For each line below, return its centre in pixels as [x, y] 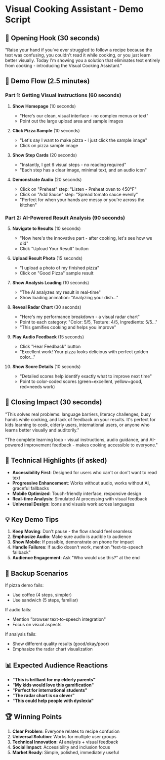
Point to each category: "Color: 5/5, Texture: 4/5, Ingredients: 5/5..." [89, 322]
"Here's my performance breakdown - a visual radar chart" [80, 317]
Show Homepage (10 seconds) [44, 106]
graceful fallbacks [31, 488]
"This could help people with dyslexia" [53, 701]
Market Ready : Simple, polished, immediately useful [65, 752]
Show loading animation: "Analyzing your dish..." [69, 297]
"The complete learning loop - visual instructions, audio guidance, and [77, 439]
